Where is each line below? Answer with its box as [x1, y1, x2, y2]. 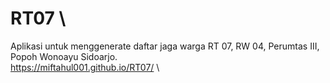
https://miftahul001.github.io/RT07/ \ [10, 61, 160, 73]
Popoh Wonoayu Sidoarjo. [10, 50, 118, 62]
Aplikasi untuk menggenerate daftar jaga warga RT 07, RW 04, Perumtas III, [10, 40, 320, 52]
